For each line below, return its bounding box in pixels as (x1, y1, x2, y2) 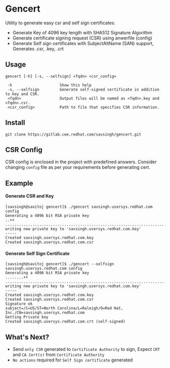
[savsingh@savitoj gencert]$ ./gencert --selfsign (5, 261, 114, 267)
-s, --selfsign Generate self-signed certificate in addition (7, 87, 159, 92)
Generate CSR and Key (5, 193, 54, 199)
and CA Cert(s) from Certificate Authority (12, 351, 105, 357)
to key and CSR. (5, 91, 39, 97)
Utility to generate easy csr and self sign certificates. (5, 20, 115, 26)
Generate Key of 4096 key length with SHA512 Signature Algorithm (12, 29, 153, 35)
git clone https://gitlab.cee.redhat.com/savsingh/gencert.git (5, 132, 142, 137)
